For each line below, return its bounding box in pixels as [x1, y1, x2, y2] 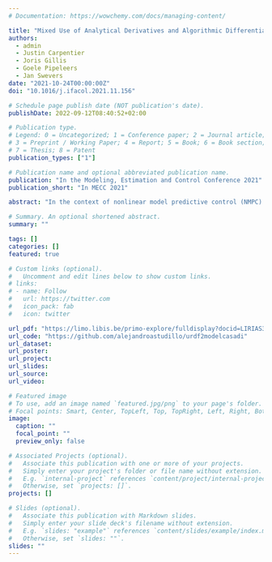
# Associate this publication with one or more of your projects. [8, 459, 244, 467]
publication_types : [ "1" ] [8, 153, 96, 162]
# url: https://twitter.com [8, 295, 111, 303]
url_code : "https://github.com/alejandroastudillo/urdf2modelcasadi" [8, 332, 249, 341]
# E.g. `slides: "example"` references [8, 526, 151, 535]
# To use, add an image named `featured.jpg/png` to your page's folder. [8, 399, 263, 408]
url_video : [8, 377, 45, 385]
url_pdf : [8, 324, 38, 332]
